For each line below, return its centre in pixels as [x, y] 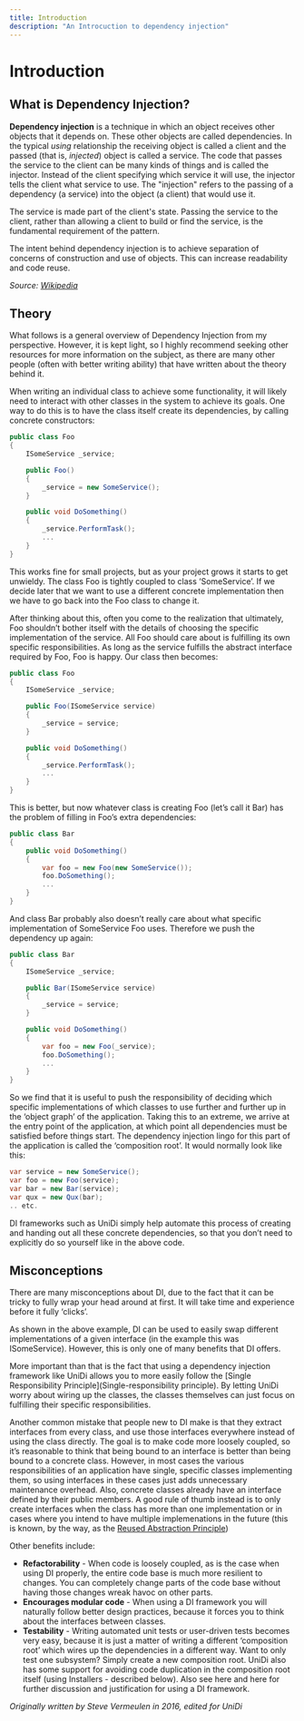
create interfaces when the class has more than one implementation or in [146, 1509]
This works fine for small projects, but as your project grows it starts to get [149, 572]
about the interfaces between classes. [94, 1621]
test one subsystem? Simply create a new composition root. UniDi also [154, 1660]
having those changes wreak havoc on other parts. [118, 1592]
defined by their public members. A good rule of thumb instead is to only [145, 1500]
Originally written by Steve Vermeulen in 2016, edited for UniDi [126, 1706]
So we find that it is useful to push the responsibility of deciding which [141, 1098]
